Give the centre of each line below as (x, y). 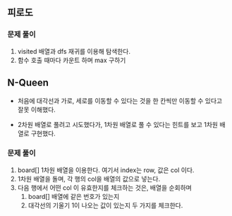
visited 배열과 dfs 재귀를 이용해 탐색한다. (74, 51)
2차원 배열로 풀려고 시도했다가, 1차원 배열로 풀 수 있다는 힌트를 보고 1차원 (118, 124)
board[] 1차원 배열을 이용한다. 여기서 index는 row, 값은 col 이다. (106, 170)
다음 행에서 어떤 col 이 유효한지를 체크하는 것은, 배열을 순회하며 (104, 187)
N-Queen (28, 83)
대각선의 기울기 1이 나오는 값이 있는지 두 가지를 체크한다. (105, 205)
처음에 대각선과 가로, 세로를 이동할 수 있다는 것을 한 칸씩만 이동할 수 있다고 (120, 100)
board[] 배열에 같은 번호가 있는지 (74, 196)
